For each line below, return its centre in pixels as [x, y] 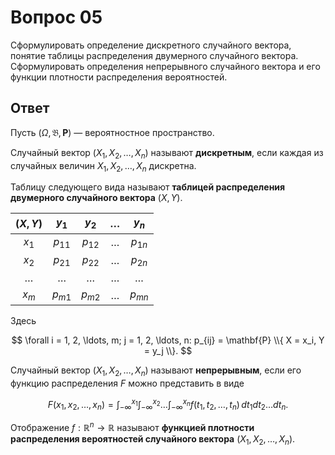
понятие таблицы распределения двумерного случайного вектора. [154, 55]
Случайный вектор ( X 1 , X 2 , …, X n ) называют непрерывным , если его [156, 371]
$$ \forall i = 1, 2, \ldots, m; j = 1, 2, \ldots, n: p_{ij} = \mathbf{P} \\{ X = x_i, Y [168, 340]
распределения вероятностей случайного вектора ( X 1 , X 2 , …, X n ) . [153, 440]
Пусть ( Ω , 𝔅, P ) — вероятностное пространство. [112, 132]
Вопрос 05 [56, 17]
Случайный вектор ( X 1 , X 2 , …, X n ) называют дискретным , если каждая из [167, 153]
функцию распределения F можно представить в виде [127, 383]
